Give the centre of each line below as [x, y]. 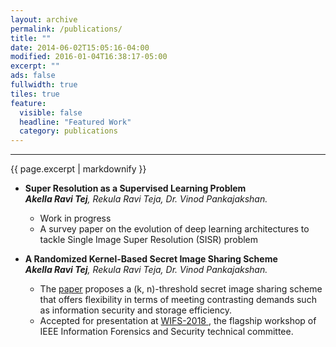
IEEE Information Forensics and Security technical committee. [166, 332]
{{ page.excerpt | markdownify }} [78, 169]
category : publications [68, 131]
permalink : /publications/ [66, 29]
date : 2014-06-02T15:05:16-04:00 [80, 47]
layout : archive [44, 19]
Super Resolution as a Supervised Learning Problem [135, 188]
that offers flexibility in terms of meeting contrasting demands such [178, 300]
